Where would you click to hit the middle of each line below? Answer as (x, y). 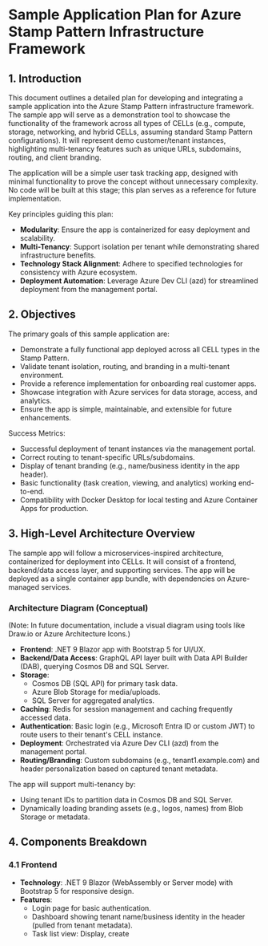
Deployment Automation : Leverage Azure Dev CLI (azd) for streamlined (139, 281)
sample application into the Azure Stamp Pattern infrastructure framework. (131, 106)
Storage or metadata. (55, 817)
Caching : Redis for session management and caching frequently (126, 708)
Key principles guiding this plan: (61, 214)
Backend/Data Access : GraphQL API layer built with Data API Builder (134, 658)
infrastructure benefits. (58, 255)
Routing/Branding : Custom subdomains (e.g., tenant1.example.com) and (140, 760)
